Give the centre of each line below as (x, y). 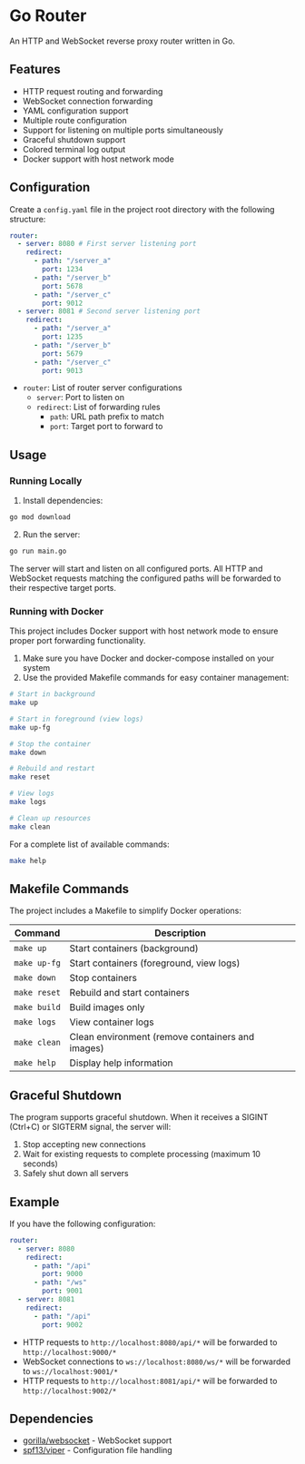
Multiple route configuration (74, 120)
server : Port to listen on (80, 398)
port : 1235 (63, 337)
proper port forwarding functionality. (78, 641)
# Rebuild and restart (52, 769)
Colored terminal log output (74, 149)
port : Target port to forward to (106, 427)
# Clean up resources (50, 818)
